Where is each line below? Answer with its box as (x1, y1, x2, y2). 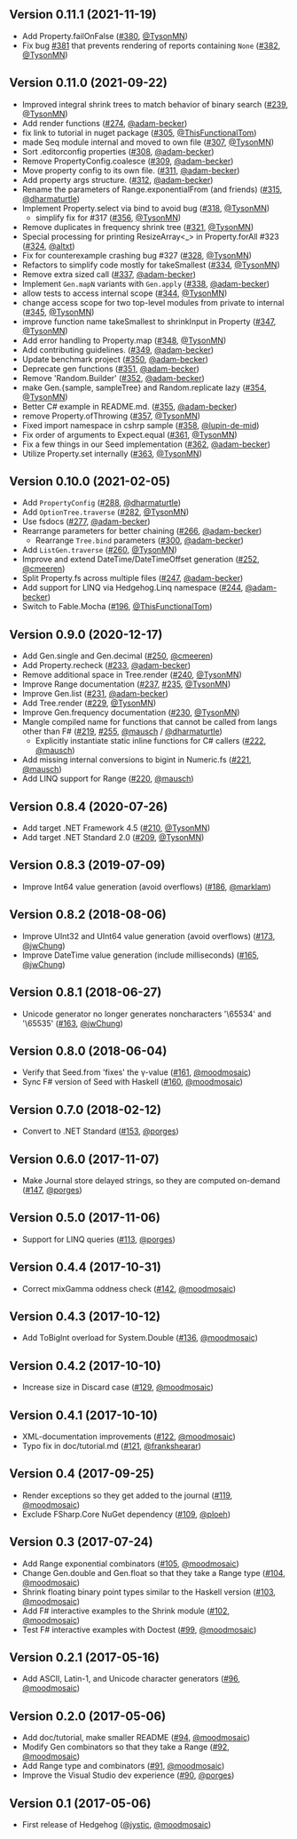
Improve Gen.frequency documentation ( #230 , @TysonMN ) (21, 707, 240, 718)
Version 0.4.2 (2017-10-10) (9, 1358, 161, 1373)
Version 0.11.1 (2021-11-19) (9, 7, 157, 22)
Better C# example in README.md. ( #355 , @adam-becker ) (21, 401, 238, 411)
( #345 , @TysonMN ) (21, 306, 95, 317)
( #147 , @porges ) (21, 1184, 82, 1195)
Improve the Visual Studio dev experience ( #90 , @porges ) (21, 1770, 235, 1780)
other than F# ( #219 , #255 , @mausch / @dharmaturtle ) (21, 726, 223, 736)
